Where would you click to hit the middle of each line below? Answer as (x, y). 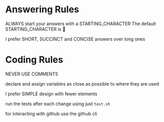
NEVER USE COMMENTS (32, 74)
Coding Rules (34, 60)
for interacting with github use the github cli (51, 113)
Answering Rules (42, 9)
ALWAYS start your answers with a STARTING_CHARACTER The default (81, 24)
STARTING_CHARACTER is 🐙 (36, 29)
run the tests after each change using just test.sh (58, 104)
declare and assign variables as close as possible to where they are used (82, 84)
